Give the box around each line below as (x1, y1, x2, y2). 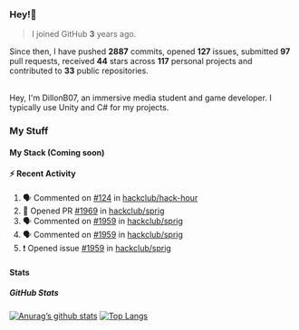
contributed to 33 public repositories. (9, 65, 149, 76)
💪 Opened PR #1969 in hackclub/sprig (22, 205, 165, 216)
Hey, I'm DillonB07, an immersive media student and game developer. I (9, 92, 272, 103)
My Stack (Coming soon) (9, 146, 105, 157)
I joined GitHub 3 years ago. (31, 29, 137, 40)
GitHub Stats (9, 288, 59, 298)
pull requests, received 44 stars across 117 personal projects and (9, 56, 253, 67)
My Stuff (9, 125, 49, 137)
